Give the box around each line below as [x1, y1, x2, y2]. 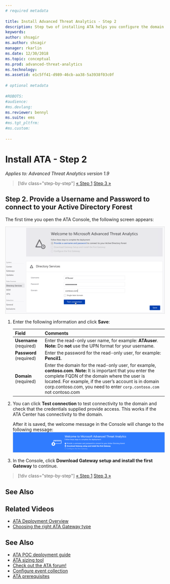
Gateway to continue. [12, 463, 58, 469]
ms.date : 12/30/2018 [5, 51, 49, 56]
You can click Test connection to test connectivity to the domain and [12, 400, 157, 407]
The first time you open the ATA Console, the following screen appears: [5, 216, 154, 223]
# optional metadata [5, 83, 49, 88]
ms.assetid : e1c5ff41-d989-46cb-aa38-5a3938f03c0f [5, 72, 114, 78]
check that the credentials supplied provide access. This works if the [12, 406, 157, 412]
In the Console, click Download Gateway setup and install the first [12, 458, 153, 464]
